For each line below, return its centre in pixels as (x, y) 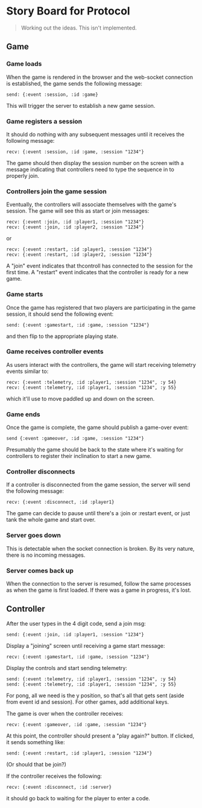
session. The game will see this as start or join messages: (78, 211)
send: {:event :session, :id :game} (52, 95)
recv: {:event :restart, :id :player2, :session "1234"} (79, 255)
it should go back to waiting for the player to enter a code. (78, 798)
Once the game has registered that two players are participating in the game (101, 307)
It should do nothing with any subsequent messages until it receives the (96, 134)
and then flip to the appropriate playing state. (62, 336)
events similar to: (27, 371)
